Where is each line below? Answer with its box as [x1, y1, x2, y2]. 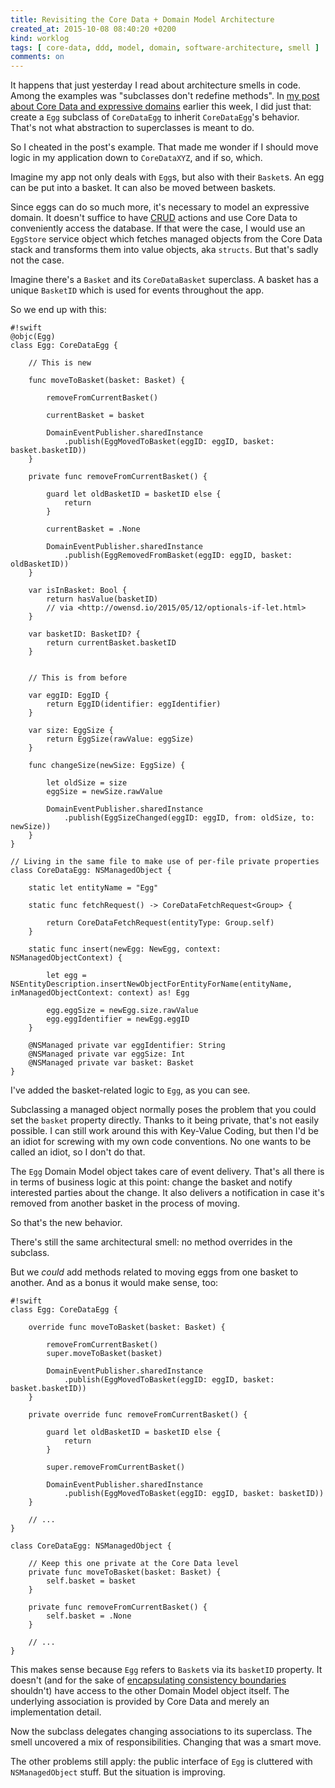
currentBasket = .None [46, 524, 141, 535]
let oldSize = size [46, 778, 128, 788]
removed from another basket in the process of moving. [10, 1197, 240, 1210]
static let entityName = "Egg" [28, 883, 159, 893]
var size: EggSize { [28, 726, 114, 736]
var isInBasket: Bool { [28, 586, 128, 596]
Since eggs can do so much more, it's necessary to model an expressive [10, 201, 310, 213]
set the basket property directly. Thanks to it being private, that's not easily [10, 1114, 320, 1126]
